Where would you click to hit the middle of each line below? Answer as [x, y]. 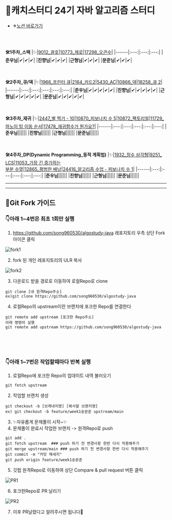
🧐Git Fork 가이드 [30, 203]
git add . [16, 438]
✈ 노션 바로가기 [28, 26]
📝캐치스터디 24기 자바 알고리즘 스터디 [80, 11]
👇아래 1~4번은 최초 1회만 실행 [40, 219]
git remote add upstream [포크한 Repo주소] [50, 317]
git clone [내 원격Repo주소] [34, 292]
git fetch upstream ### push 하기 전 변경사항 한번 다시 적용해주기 [72, 443]
